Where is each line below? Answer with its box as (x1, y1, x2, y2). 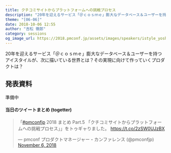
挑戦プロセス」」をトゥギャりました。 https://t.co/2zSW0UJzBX (31, 125, 165, 132)
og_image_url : (5, 36, 36, 41)
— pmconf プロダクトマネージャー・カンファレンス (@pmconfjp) (17, 136, 154, 142)
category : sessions (5, 31, 47, 36)
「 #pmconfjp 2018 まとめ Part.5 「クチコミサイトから (17, 119, 131, 125)
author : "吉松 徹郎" (5, 27, 46, 32)
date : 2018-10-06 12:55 (5, 21, 56, 27)
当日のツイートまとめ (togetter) (5, 107, 72, 113)
